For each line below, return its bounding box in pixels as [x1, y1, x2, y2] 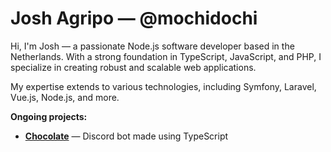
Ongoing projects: [10, 110, 88, 122]
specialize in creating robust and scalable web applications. [10, 61, 257, 73]
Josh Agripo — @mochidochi [10, 7, 258, 30]
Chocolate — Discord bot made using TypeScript [24, 130, 229, 142]
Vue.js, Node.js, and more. [10, 91, 120, 103]
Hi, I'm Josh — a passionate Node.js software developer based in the [10, 40, 295, 52]
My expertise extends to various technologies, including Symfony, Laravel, [10, 80, 317, 92]
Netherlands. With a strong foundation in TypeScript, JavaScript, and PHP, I [10, 50, 322, 62]
